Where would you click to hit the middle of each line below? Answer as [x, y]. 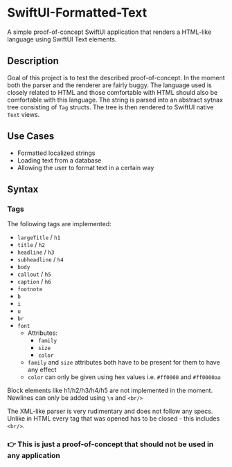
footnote [30, 290]
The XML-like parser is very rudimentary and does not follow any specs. [110, 411]
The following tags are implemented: [60, 224]
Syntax [23, 189]
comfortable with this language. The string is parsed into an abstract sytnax [115, 100]
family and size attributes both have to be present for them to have [124, 363]
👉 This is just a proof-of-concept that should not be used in [110, 444]
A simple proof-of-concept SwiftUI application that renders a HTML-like [109, 32]
